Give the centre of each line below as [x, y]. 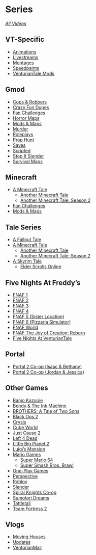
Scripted [22, 150]
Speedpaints [26, 68]
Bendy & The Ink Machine [40, 406]
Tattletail [22, 503]
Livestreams [25, 57]
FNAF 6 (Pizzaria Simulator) [42, 322]
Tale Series [23, 227]
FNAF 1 [20, 295]
